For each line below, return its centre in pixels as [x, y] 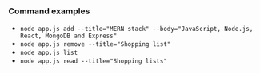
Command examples [49, 11]
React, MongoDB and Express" [68, 36]
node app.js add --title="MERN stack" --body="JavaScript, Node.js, [136, 29]
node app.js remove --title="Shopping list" [95, 44]
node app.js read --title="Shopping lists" [94, 61]
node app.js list [49, 53]
